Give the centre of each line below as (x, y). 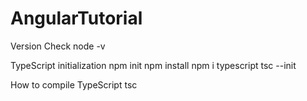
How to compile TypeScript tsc (74, 84)
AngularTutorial (76, 18)
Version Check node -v (58, 46)
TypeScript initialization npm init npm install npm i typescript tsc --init (153, 65)
